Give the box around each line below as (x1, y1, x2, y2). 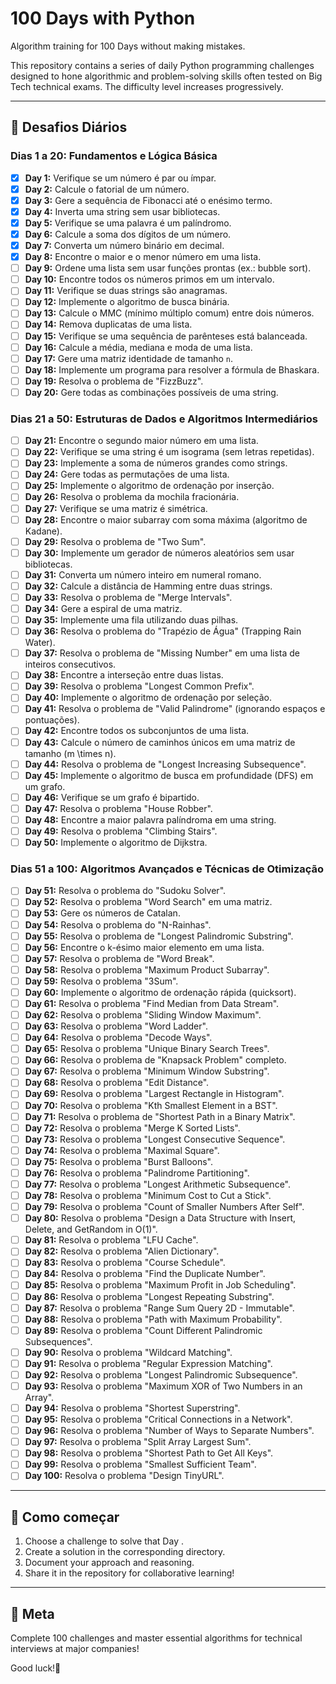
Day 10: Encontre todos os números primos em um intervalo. (24, 273, 275, 286)
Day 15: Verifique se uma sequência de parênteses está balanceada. (24, 330, 308, 342)
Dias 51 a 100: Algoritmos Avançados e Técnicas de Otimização (10, 862, 325, 876)
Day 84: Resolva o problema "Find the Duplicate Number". (24, 1268, 266, 1280)
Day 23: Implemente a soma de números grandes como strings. (24, 457, 288, 469)
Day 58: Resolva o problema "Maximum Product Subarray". (24, 963, 270, 976)
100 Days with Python (10, 7, 196, 30)
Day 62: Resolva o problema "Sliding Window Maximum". (24, 1009, 262, 1021)
